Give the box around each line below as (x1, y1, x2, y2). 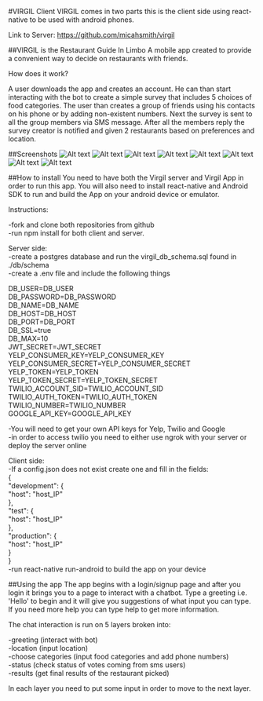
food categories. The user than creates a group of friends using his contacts (8, 101, 255, 110)
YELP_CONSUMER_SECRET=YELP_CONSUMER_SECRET (8, 359, 191, 368)
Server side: (8, 243, 48, 253)
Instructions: (8, 205, 49, 214)
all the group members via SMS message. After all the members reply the (8, 118, 245, 126)
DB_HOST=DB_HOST (8, 309, 77, 318)
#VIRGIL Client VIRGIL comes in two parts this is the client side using (8, 7, 231, 16)
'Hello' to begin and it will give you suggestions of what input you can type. (8, 597, 251, 605)
